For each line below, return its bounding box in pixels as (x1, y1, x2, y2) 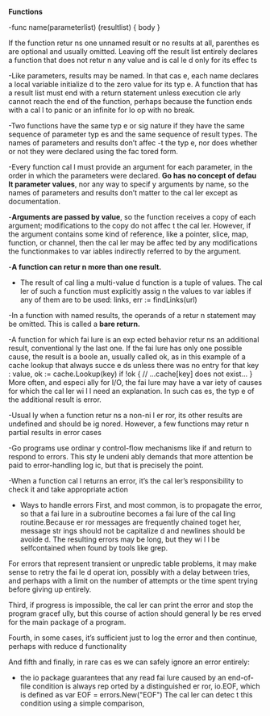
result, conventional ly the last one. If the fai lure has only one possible (8, 343, 243, 353)
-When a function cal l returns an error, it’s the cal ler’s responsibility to (8, 476, 243, 485)
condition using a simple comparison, (19, 698, 145, 708)
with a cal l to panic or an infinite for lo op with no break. (8, 105, 195, 115)
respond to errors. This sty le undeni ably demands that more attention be (8, 452, 254, 461)
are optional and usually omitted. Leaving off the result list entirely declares (8, 47, 258, 56)
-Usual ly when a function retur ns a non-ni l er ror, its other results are (8, 411, 243, 420)
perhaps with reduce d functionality (8, 642, 127, 651)
